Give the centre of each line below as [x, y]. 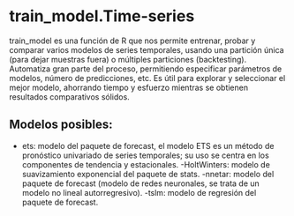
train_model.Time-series [102, 16]
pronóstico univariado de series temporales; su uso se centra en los [145, 155]
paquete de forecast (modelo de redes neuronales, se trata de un [141, 183]
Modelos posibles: [61, 125]
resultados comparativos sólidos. [69, 97]
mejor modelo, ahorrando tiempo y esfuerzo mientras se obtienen [129, 87]
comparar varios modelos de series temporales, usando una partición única [147, 49]
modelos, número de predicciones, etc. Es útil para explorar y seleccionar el [147, 78]
